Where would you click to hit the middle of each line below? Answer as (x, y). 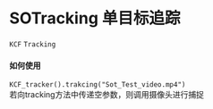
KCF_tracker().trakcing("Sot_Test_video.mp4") (98, 85)
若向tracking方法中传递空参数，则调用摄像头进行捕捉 (106, 95)
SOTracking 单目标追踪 (95, 18)
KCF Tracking (33, 44)
